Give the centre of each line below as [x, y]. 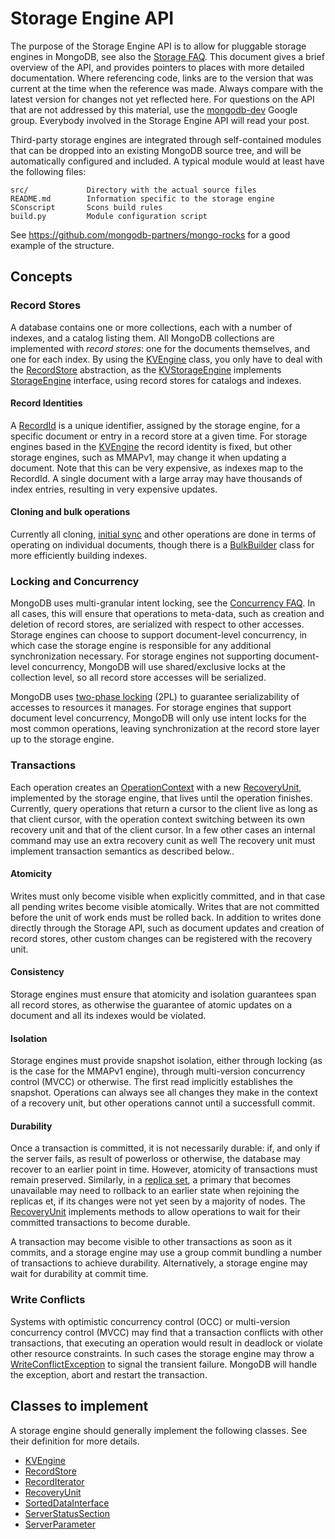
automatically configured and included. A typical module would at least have [167, 161]
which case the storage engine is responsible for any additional [141, 646]
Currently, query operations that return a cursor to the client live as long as [164, 808]
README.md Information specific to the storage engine [142, 198]
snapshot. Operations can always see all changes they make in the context [164, 1093]
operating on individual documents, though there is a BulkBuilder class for [162, 545]
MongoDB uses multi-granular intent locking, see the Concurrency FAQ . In [163, 603]
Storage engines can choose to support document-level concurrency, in [159, 635]
